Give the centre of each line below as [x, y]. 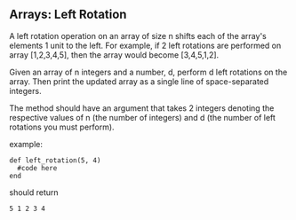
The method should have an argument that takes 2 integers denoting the [142, 108]
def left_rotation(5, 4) [55, 160]
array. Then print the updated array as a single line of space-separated [139, 81]
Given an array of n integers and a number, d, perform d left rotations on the [148, 72]
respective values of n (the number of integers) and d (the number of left [142, 117]
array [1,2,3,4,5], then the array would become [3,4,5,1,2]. [114, 55]
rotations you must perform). [62, 127]
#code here [37, 168]
